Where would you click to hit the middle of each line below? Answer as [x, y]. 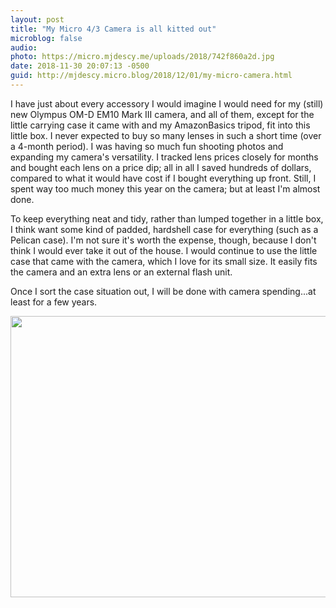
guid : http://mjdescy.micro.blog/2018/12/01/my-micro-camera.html [151, 76]
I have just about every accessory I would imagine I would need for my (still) [167, 103]
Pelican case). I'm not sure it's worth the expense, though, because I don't [163, 240]
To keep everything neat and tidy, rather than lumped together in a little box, [167, 218]
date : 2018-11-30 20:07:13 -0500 [80, 66]
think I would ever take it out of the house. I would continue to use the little [164, 250]
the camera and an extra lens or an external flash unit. [121, 272]
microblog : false [46, 38]
